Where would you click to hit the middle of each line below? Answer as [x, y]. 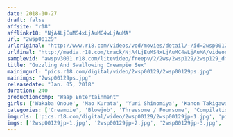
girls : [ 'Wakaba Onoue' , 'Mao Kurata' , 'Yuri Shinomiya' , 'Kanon [103, 104]
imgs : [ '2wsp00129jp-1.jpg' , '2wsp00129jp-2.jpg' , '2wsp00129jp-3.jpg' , [114, 123]
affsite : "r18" [29, 26]
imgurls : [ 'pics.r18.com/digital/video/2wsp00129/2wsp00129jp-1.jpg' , [111, 116]
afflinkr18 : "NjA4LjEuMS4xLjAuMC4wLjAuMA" [69, 33]
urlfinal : [21, 53]
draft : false [26, 20]
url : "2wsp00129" [32, 39]
